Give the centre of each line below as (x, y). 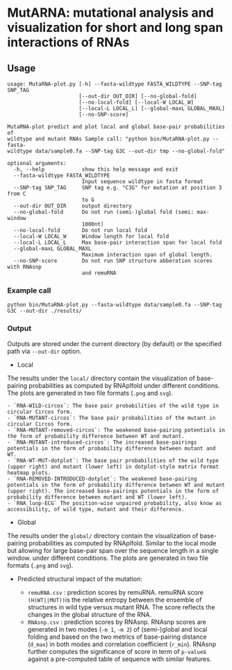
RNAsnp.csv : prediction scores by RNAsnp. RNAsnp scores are (117, 622)
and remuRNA (99, 273)
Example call (29, 290)
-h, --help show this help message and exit (96, 169)
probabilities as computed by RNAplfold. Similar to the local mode (123, 543)
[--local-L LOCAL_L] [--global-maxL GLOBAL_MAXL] (152, 109)
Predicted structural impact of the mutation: (80, 579)
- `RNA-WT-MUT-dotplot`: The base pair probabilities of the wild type (113, 460)
